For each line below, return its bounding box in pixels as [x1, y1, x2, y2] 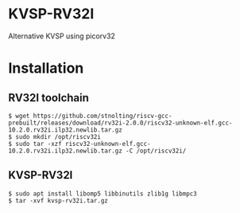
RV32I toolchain [8, 91, 90, 105]
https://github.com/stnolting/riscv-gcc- [33, 112, 172, 120]
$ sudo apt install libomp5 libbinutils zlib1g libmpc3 [8, 189, 197, 198]
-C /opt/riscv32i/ [126, 147, 187, 155]
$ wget [8, 112, 30, 120]
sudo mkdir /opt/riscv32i [15, 132, 102, 140]
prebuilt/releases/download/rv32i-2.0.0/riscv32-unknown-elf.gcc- [8, 119, 233, 127]
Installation [8, 59, 84, 77]
